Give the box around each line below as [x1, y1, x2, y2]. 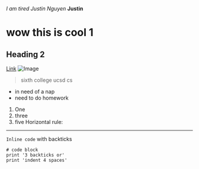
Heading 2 [6, 49, 46, 59]
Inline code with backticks [6, 136, 72, 142]
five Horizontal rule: [14, 119, 63, 125]
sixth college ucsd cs [20, 76, 73, 84]
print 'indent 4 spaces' [6, 157, 68, 163]
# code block [6, 147, 38, 153]
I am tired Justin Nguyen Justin [6, 5, 84, 12]
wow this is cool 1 [6, 26, 94, 39]
